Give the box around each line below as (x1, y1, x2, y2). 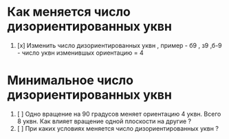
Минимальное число (7, 73, 134, 88)
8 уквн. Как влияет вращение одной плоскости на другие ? (17, 117, 191, 125)
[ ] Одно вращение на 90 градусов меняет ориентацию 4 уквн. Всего (17, 110, 221, 118)
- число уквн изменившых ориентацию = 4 (17, 49, 144, 57)
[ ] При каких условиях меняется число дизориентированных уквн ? (17, 124, 219, 132)
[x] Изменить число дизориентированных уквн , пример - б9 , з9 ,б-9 (17, 41, 222, 49)
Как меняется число (7, 4, 131, 20)
